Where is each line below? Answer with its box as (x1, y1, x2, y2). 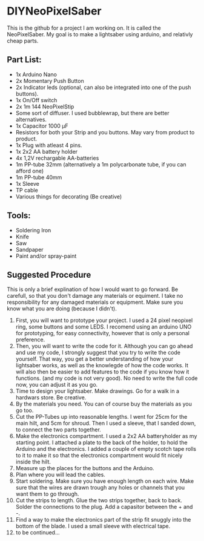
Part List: (7, 54, 42, 65)
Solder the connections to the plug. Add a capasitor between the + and (15, 503, 193, 511)
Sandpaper (15, 246, 44, 253)
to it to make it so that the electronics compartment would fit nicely (15, 452, 183, 459)
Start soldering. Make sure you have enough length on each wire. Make (15, 477, 194, 485)
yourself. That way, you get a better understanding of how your (15, 355, 174, 362)
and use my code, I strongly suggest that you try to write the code (15, 349, 181, 356)
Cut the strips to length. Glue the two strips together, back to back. (15, 497, 182, 504)
